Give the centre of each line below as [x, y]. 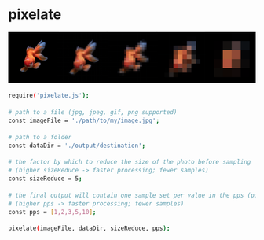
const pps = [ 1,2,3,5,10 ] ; [52, 212]
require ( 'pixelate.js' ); [49, 96]
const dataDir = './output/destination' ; [77, 146]
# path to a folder [40, 137]
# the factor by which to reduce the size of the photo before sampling [130, 162]
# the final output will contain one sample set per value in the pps [126, 195]
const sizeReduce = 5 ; [45, 179]
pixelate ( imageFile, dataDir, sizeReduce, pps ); [89, 229]
